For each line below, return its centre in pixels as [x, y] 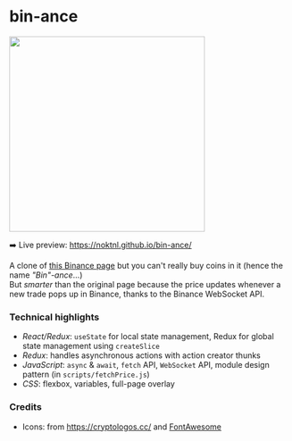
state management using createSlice [91, 346]
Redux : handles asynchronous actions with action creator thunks [142, 355]
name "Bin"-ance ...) [46, 275]
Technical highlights [54, 317]
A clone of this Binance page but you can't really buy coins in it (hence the [146, 265]
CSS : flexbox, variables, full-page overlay [99, 384]
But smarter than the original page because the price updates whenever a [145, 284]
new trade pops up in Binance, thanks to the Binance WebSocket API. [137, 294]
